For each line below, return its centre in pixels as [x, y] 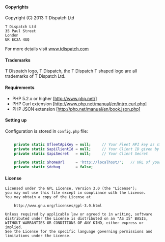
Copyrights [17, 7]
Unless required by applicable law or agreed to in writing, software [79, 214]
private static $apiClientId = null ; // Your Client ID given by [87, 149]
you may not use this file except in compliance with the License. [76, 193]
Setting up [16, 120]
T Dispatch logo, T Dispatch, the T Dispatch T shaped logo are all [71, 71]
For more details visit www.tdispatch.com [47, 49]
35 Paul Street [21, 31]
